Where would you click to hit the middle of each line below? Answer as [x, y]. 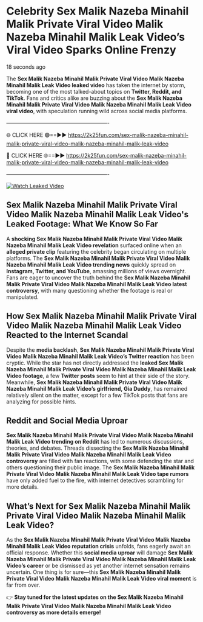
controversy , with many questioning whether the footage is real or [89, 290]
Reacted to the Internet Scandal [67, 335]
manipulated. [23, 297]
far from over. [23, 585]
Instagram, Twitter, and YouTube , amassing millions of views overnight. [96, 271]
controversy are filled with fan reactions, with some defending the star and [100, 461]
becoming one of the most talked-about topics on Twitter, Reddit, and [94, 91]
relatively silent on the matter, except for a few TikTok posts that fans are [97, 395]
